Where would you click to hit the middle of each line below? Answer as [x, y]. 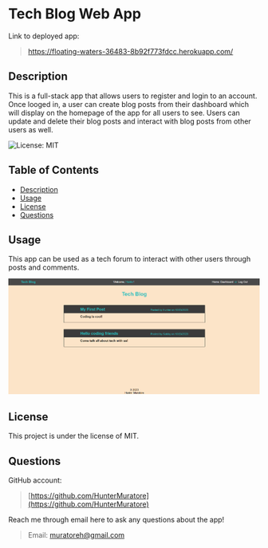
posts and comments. [44, 267]
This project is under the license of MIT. [74, 436]
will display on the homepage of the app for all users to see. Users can [124, 112]
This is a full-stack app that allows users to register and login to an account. [133, 96]
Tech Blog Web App [75, 14]
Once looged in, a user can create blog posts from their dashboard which [129, 104]
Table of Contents [54, 170]
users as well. [31, 129]
